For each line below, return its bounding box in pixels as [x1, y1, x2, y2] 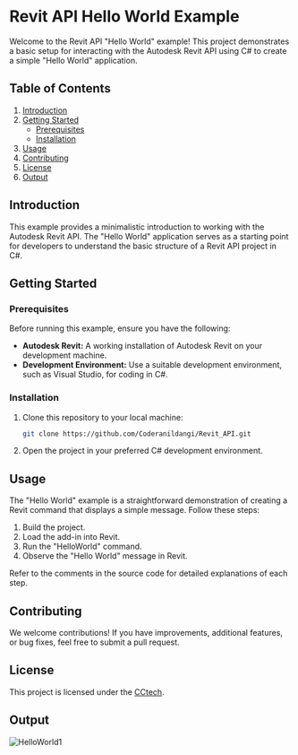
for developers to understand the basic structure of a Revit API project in [9, 240, 277, 251]
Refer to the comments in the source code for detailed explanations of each [9, 568, 288, 579]
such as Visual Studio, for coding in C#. [21, 369, 168, 380]
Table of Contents [9, 81, 112, 96]
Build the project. [21, 522, 86, 533]
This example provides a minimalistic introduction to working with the [9, 221, 265, 232]
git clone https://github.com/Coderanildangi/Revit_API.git [21, 429, 251, 438]
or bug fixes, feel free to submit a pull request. [9, 637, 181, 647]
